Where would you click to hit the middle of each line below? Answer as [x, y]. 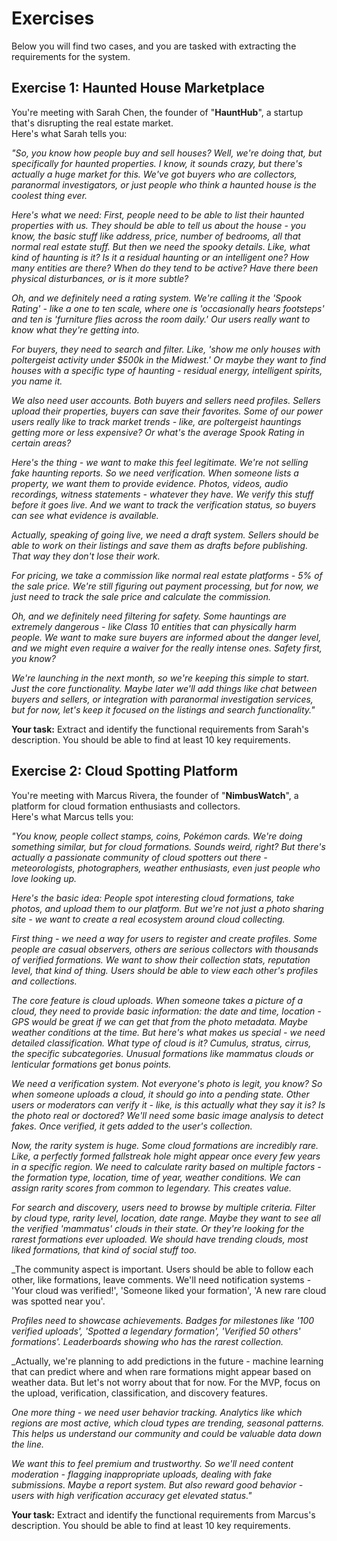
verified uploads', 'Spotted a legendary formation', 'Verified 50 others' [156, 1331]
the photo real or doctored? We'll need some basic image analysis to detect [167, 1115]
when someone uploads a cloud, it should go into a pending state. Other [160, 1094]
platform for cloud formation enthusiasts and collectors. [126, 806]
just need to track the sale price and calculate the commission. [141, 596]
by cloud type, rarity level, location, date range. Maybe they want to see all [166, 1218]
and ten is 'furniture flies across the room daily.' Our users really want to [161, 319]
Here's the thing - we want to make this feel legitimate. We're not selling [160, 462]
